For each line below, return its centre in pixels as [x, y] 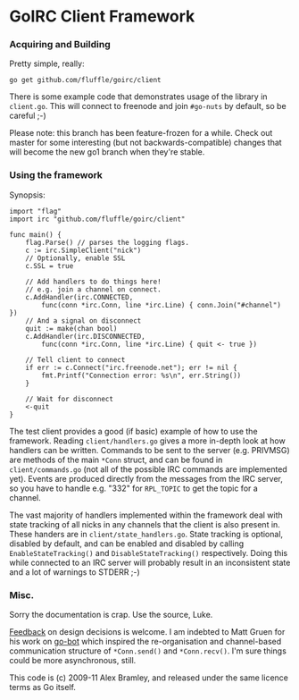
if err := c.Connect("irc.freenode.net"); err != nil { [132, 367]
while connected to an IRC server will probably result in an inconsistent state [150, 562]
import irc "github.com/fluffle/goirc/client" [97, 219]
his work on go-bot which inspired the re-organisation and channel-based [145, 642]
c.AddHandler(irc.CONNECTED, [79, 297]
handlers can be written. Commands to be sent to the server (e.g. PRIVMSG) [149, 450]
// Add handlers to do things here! [94, 282]
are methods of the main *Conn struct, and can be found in [116, 460]
